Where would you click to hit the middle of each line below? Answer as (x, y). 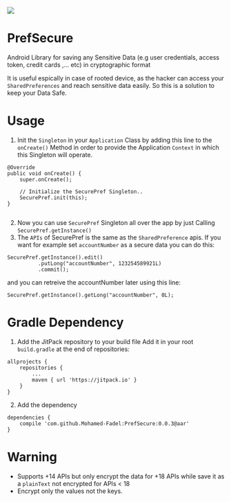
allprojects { (28, 361)
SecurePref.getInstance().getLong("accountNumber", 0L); (91, 295)
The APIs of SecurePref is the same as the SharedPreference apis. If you (119, 237)
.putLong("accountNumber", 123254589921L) (100, 263)
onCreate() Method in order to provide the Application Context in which (118, 147)
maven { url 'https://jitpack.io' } (84, 380)
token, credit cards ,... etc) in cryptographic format (79, 64)
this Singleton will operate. (55, 154)
